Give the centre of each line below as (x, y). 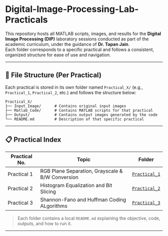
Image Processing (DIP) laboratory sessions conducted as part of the (77, 39)
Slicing (48, 192)
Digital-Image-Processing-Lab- (72, 9)
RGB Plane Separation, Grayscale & (81, 171)
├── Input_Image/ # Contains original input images (66, 106)
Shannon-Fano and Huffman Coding (83, 200)
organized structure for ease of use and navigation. (58, 55)
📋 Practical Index (33, 140)
